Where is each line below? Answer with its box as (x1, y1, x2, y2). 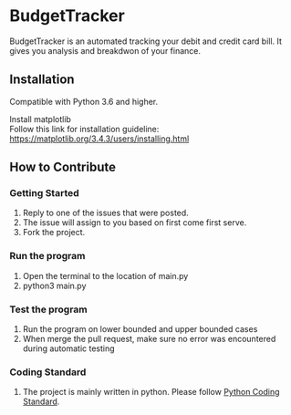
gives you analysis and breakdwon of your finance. (9, 45, 202, 56)
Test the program (9, 303, 88, 316)
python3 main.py (22, 280, 87, 291)
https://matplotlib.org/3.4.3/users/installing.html (9, 133, 190, 144)
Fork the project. (22, 227, 86, 238)
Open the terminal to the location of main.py (22, 270, 189, 281)
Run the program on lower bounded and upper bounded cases (22, 324, 258, 335)
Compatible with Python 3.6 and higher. (9, 96, 159, 107)
